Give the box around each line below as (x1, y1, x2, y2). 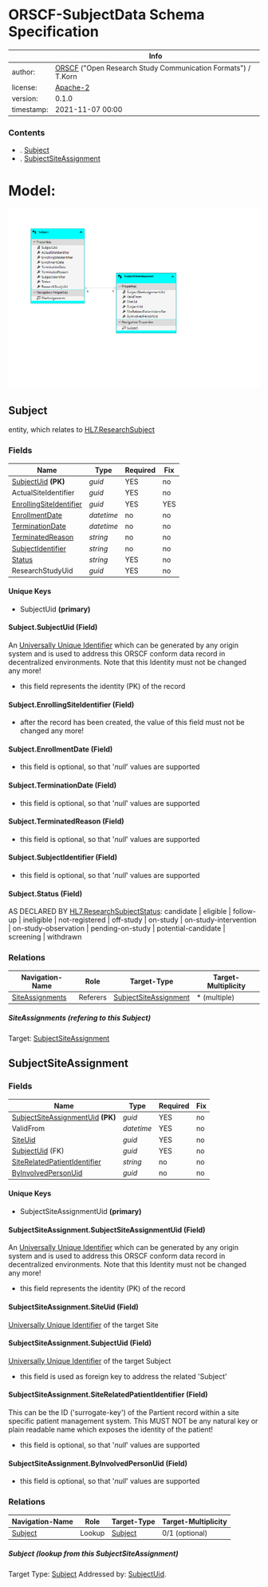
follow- (232, 907, 257, 916)
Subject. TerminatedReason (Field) (8, 816, 124, 826)
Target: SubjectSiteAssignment (8, 1033, 110, 1043)
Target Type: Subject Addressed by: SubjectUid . (8, 1569, 167, 1578)
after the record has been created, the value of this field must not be (19, 718, 245, 727)
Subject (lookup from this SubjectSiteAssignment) (8, 1549, 179, 1558)
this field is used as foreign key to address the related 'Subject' (19, 1371, 227, 1381)
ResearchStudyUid (11, 566, 73, 575)
